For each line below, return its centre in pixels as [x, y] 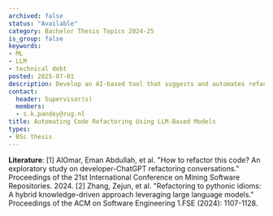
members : [30, 106]
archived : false [36, 16]
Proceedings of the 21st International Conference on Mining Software [124, 177]
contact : [23, 91]
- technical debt [38, 69]
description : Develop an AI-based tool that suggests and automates [127, 84]
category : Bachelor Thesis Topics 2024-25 [81, 31]
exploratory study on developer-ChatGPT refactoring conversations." [124, 168]
